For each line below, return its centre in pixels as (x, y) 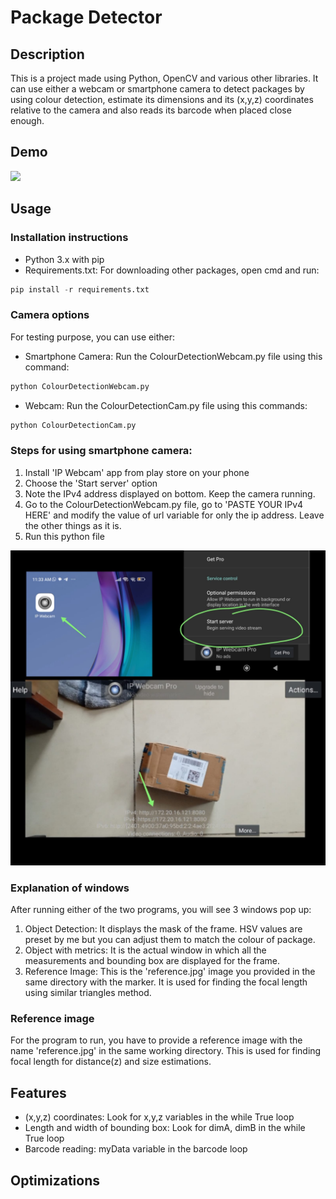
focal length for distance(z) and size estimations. (111, 1062)
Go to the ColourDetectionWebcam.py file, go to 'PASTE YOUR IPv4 (164, 504)
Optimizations (55, 1180)
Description (47, 54)
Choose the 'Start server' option (91, 483)
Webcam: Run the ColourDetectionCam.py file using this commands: (166, 405)
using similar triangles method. (88, 993)
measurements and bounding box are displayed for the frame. (152, 961)
